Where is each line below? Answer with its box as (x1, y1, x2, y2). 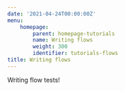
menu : (7, 17, 23, 24)
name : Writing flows (32, 37, 93, 44)
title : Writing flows (7, 56, 71, 63)
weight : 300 (32, 43, 69, 50)
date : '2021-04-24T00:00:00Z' (7, 10, 97, 18)
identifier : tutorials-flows (32, 50, 119, 57)
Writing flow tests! (7, 75, 60, 84)
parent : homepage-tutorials (32, 30, 115, 37)
